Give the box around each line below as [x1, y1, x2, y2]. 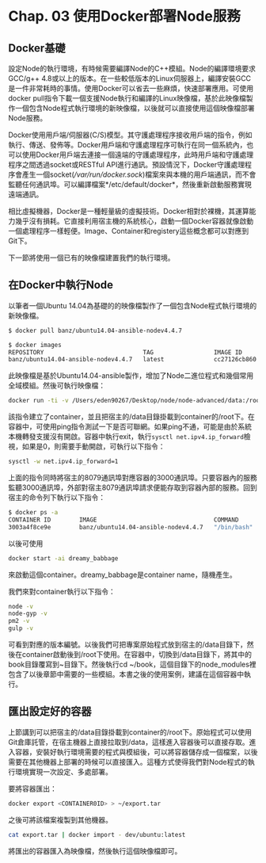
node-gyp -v [8, 609, 47, 618]
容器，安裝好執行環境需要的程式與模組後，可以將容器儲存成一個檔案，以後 [14, 747, 258, 757]
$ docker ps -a [8, 509, 59, 517]
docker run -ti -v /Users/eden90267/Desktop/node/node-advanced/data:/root [8, 397, 264, 405]
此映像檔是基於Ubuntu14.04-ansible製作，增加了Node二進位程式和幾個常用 [8, 371, 254, 380]
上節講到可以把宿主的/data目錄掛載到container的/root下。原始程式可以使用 [8, 727, 252, 737]
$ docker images [8, 341, 62, 349]
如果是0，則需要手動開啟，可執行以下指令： [21, 441, 165, 452]
